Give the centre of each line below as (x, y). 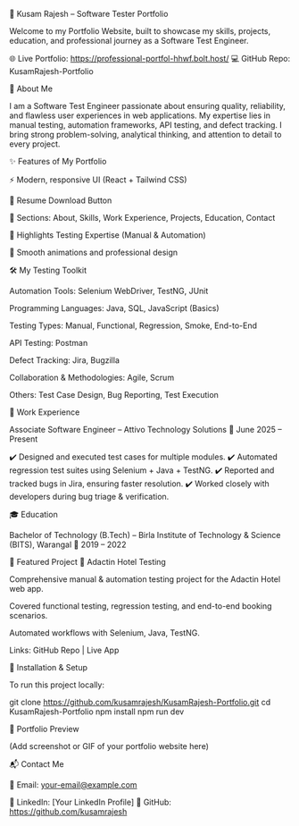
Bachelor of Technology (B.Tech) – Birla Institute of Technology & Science (145, 535)
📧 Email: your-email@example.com (73, 785)
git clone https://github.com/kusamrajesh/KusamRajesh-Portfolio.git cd (140, 702)
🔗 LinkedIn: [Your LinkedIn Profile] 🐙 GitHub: (91, 802)
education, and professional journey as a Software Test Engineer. (129, 41)
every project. (35, 144)
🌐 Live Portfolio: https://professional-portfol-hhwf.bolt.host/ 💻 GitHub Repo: (150, 59)
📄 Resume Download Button (61, 200)
